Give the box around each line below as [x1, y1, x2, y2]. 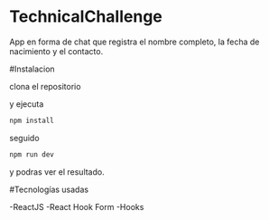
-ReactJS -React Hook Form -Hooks [9, 201, 144, 212]
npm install [9, 116, 54, 125]
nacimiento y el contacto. [9, 45, 104, 56]
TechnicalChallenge [9, 6, 162, 27]
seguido [9, 132, 40, 143]
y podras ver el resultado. [9, 166, 106, 177]
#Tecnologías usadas [9, 184, 88, 195]
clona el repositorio [9, 81, 81, 91]
